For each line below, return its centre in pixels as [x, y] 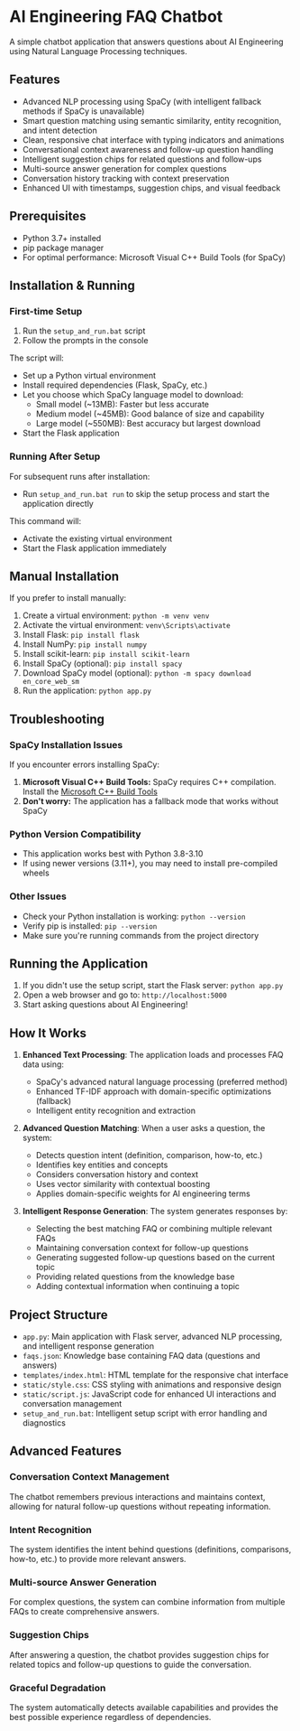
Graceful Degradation [58, 1688]
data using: [43, 1064]
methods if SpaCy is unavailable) [83, 111]
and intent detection [59, 130]
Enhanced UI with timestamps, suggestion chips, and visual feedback [151, 188]
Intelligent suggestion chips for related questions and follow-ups [142, 159]
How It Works [48, 1033]
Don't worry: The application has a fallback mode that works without [150, 801]
